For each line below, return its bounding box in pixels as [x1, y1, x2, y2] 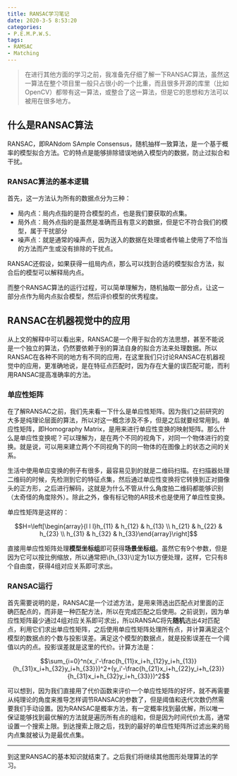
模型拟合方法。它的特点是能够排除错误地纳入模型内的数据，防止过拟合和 [19, 148, 230, 156]
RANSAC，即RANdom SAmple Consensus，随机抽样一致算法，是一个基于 [7, 139, 222, 148]
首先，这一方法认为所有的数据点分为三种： [7, 194, 131, 202]
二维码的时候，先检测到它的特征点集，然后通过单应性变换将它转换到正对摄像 [7, 475, 230, 484]
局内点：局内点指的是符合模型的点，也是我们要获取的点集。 [17, 209, 191, 217]
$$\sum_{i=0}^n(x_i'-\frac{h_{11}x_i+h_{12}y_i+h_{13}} [39, 657, 197, 666]
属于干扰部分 [30, 226, 68, 235]
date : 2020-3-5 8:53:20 [7, 17, 78, 24]
